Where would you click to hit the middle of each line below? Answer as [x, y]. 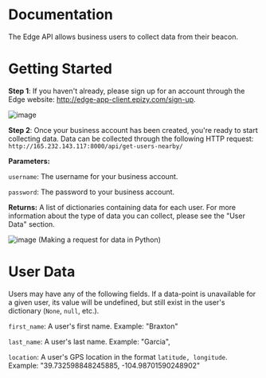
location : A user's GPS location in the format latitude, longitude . [118, 357]
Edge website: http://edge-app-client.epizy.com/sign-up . [102, 99]
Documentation [61, 15]
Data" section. [32, 224]
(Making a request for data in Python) [100, 240]
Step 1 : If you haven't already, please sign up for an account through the [127, 91]
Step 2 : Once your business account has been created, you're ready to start [133, 130]
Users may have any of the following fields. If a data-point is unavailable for [132, 294]
